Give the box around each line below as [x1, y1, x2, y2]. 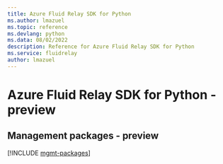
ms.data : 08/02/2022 [7, 37, 69, 44]
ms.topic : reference [7, 23, 69, 30]
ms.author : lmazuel [7, 17, 65, 24]
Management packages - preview [7, 130, 159, 142]
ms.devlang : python [7, 30, 65, 37]
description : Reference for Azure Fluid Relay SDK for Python [7, 43, 195, 50]
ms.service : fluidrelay [7, 50, 78, 57]
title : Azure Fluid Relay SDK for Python [7, 10, 132, 18]
